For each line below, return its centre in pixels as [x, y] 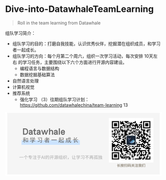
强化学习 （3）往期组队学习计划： [54, 99]
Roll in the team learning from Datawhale [59, 23]
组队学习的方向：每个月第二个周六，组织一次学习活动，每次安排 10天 [83, 56]
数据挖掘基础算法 [37, 74]
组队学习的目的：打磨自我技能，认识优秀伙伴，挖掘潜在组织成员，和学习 [86, 44]
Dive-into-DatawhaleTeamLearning [80, 9]
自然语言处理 [25, 81]
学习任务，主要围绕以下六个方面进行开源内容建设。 [75, 62]
